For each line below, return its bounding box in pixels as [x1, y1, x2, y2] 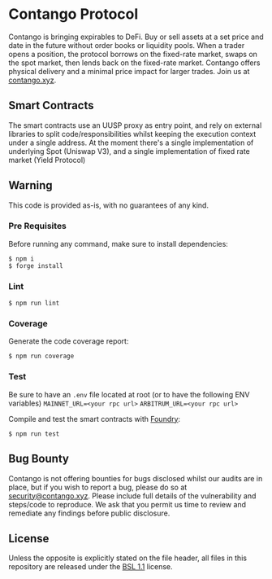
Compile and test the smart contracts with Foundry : [8, 414, 181, 423]
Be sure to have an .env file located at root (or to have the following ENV [8, 389, 250, 399]
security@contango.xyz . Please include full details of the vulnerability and [8, 490, 257, 501]
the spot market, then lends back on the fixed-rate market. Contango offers [8, 58, 261, 68]
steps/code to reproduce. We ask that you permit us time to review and [8, 499, 246, 509]
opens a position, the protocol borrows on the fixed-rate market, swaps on [8, 49, 258, 59]
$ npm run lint [8, 299, 60, 308]
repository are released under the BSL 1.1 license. [8, 562, 173, 572]
